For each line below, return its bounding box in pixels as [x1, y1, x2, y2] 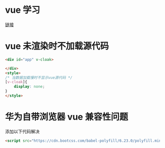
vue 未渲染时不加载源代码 [5, 41, 109, 52]
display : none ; [14, 84, 45, 89]
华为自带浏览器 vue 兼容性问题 [5, 111, 129, 123]
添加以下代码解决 [5, 128, 40, 134]
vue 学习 [5, 4, 40, 16]
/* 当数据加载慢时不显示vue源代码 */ [5, 75, 73, 80]
